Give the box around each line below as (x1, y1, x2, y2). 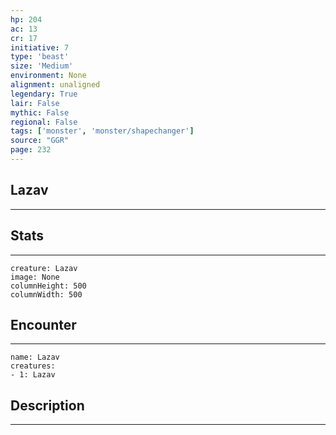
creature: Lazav (10, 263, 78, 273)
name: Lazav (10, 352, 60, 363)
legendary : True (10, 89, 78, 99)
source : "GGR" (10, 136, 70, 146)
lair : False (10, 98, 60, 108)
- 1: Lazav (10, 370, 56, 380)
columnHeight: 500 (10, 281, 87, 291)
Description (10, 397, 85, 414)
